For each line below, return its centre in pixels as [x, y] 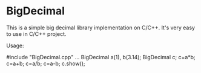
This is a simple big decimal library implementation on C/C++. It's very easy [101, 28]
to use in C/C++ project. [36, 34]
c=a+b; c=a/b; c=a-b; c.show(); [46, 63]
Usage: [15, 45]
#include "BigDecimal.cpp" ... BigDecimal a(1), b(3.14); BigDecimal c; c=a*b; [101, 57]
